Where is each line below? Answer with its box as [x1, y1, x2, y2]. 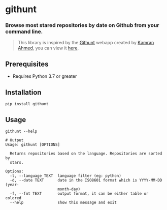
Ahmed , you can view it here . [17, 45, 79, 51]
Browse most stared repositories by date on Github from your [5, 22, 159, 29]
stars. [10, 160, 24, 165]
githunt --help [5, 129, 38, 134]
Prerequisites [5, 59, 49, 68]
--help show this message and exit [10, 200, 117, 205]
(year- [5, 182, 19, 187]
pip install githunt [5, 102, 49, 107]
